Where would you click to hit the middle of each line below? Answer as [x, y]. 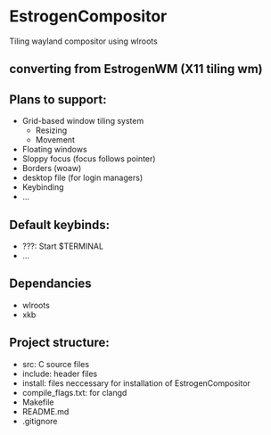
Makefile [38, 402]
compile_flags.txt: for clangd [74, 392]
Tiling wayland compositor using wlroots [83, 41]
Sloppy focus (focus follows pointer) [89, 159]
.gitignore [40, 421]
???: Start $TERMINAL [63, 246]
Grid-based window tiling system [83, 121]
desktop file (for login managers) [82, 178]
